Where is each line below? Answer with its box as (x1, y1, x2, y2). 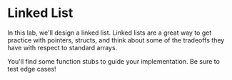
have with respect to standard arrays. (7, 43, 118, 52)
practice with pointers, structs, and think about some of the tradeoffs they (7, 35, 225, 44)
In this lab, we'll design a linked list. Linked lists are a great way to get (7, 28, 212, 37)
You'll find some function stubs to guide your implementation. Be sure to (7, 57, 220, 65)
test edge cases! (7, 64, 56, 73)
